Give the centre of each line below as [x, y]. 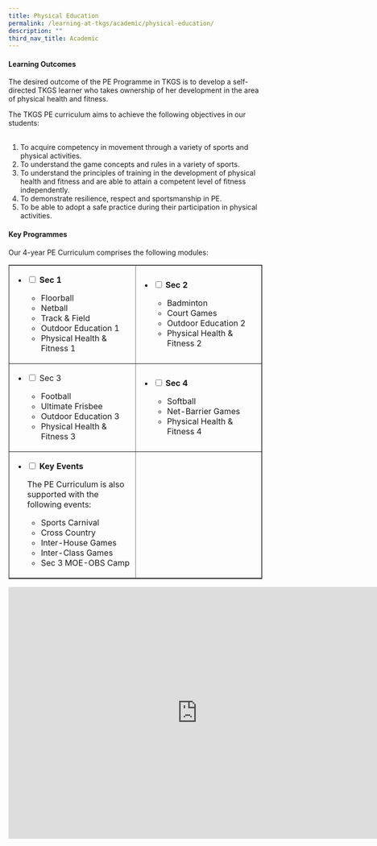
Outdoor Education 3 [80, 416]
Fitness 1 [58, 348]
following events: [59, 504]
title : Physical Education [54, 16]
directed [22, 90]
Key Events [61, 466]
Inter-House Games [79, 542]
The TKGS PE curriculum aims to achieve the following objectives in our [127, 114]
